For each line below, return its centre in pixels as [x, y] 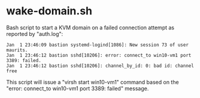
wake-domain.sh [49, 11]
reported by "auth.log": [35, 33]
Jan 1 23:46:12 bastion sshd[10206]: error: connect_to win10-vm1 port [99, 55]
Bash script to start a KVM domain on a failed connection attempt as [90, 27]
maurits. [17, 50]
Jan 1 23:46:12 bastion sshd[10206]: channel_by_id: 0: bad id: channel [100, 66]
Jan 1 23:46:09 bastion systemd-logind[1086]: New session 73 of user [97, 45]
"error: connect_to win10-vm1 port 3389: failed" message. [78, 88]
